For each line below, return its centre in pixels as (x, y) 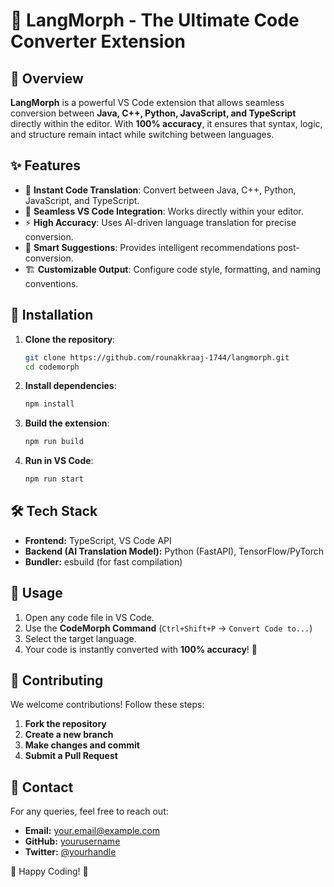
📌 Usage (36, 593)
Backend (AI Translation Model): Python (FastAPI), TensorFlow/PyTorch (174, 551)
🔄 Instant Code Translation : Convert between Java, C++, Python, (160, 190)
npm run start (54, 479)
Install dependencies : (70, 386)
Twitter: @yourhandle (70, 852)
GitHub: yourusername (72, 841)
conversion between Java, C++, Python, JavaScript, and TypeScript (153, 113)
